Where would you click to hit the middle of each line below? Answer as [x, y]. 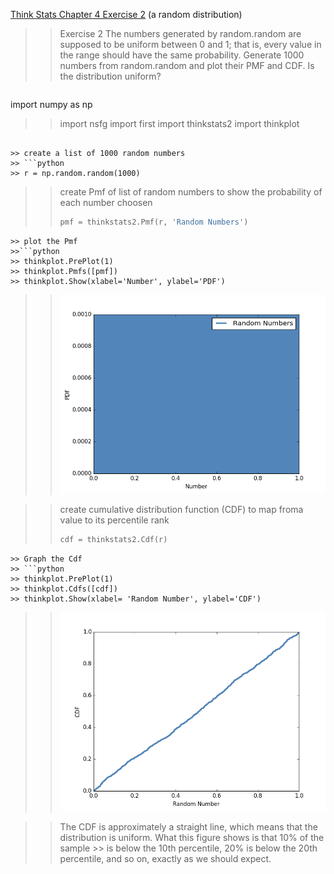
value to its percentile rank [114, 520]
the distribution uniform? [110, 76]
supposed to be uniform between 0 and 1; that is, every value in [190, 44]
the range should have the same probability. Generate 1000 [182, 55]
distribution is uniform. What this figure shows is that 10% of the [192, 838]
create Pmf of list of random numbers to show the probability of [191, 192]
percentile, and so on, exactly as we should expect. [165, 859]
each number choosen [106, 202]
